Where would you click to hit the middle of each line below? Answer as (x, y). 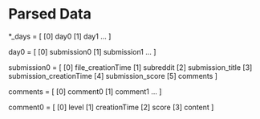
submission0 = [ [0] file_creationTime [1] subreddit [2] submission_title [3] (130, 67)
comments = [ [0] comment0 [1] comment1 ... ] (85, 91)
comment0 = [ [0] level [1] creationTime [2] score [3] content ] (111, 107)
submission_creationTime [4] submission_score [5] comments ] (113, 76)
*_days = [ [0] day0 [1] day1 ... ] (60, 36)
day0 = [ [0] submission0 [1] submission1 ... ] (82, 51)
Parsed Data (50, 14)
